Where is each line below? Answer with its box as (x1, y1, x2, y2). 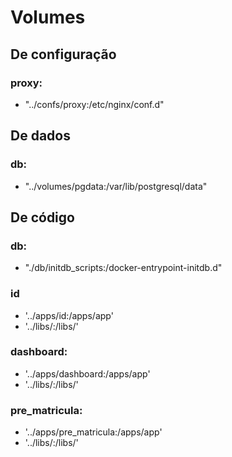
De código (10, 209, 75, 226)
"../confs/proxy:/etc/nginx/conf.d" (24, 98, 165, 110)
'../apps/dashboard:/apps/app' (24, 367, 151, 380)
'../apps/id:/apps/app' (24, 309, 114, 321)
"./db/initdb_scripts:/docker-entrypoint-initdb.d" (24, 262, 223, 274)
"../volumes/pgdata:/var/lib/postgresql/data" (24, 180, 208, 192)
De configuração (10, 46, 117, 63)
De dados (10, 127, 71, 145)
